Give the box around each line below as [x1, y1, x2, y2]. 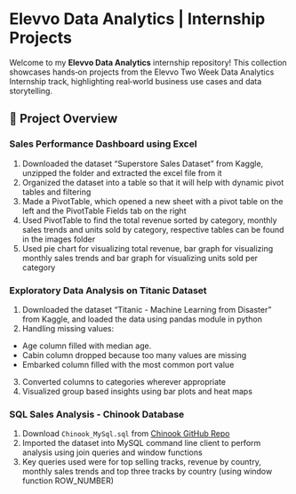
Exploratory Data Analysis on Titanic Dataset [9, 284, 207, 297]
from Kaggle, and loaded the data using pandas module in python [21, 314, 263, 324]
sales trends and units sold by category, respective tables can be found [21, 224, 284, 235]
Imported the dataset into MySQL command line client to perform [21, 438, 261, 449]
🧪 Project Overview [9, 111, 118, 126]
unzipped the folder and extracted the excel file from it [21, 167, 222, 178]
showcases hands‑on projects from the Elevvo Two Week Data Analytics [9, 67, 275, 77]
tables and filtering [21, 187, 92, 197]
